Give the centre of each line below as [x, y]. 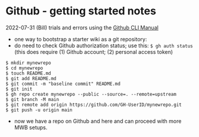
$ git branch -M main [32, 99]
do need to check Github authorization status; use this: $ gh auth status [103, 45]
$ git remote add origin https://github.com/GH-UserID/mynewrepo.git [94, 105]
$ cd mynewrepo [24, 68]
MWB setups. [31, 127]
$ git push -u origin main [39, 110]
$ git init [19, 89]
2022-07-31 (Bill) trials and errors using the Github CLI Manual [82, 28]
